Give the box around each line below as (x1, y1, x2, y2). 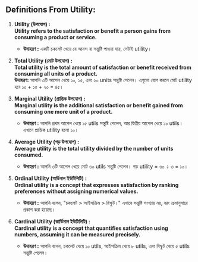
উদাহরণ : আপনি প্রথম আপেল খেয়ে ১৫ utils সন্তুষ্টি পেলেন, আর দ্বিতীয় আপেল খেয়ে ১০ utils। (23, 119, 183, 127)
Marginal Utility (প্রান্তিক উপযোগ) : (14, 95, 86, 102)
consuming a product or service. (14, 33, 97, 40)
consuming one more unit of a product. (14, 108, 113, 115)
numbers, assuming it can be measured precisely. (14, 230, 141, 238)
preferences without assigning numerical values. (14, 188, 139, 195)
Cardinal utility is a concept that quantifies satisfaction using (14, 224, 168, 232)
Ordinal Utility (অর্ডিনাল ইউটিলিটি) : (14, 174, 87, 182)
